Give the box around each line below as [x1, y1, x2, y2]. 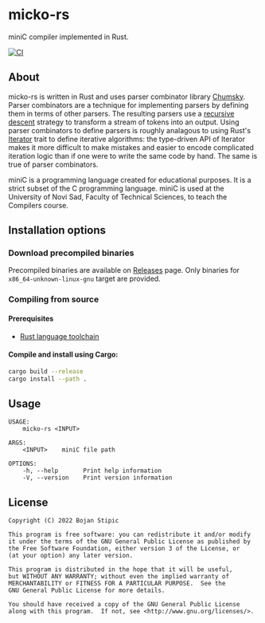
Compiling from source [8, 294, 99, 305]
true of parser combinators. [8, 160, 99, 169]
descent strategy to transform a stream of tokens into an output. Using [8, 117, 240, 127]
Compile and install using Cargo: [8, 349, 119, 360]
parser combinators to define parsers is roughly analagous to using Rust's [8, 125, 251, 135]
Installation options [8, 223, 106, 237]
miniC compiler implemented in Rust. [8, 32, 129, 41]
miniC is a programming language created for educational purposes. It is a [8, 175, 252, 184]
